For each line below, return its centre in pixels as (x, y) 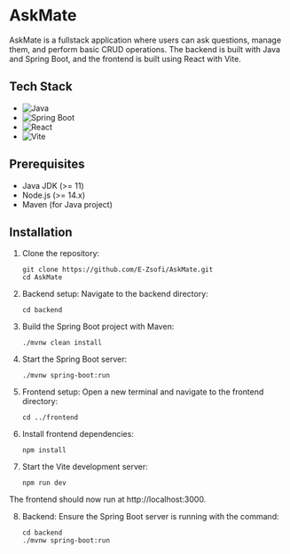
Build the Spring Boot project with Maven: (98, 327)
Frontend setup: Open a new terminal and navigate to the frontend (143, 392)
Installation (41, 232)
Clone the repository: (61, 254)
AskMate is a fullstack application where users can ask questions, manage (145, 40)
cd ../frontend (50, 417)
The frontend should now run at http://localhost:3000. (108, 499)
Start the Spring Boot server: (74, 359)
